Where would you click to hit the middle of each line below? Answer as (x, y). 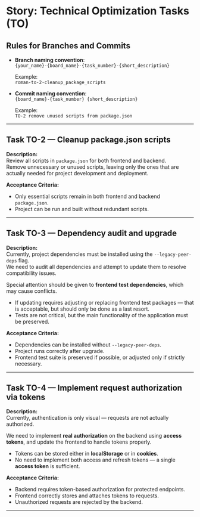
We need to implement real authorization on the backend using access (94, 436)
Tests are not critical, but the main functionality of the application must (101, 315)
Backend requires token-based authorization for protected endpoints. (100, 490)
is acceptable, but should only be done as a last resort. (82, 309)
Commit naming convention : (51, 93)
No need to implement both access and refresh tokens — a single (95, 460)
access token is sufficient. (47, 466)
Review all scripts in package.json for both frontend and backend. (86, 160)
